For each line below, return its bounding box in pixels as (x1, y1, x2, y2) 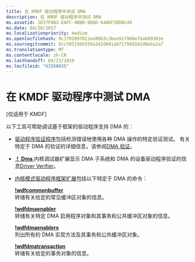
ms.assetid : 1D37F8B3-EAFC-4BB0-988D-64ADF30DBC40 (6, 19, 132, 25)
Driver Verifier (19, 162, 54, 170)
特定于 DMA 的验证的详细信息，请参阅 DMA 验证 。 (14, 143, 136, 150)
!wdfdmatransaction (14, 243, 66, 250)
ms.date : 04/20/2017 (6, 25, 57, 31)
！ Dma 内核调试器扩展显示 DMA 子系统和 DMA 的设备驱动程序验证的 (14, 155, 182, 162)
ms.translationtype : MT (6, 47, 64, 53)
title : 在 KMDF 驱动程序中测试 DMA (6, 8, 86, 15)
